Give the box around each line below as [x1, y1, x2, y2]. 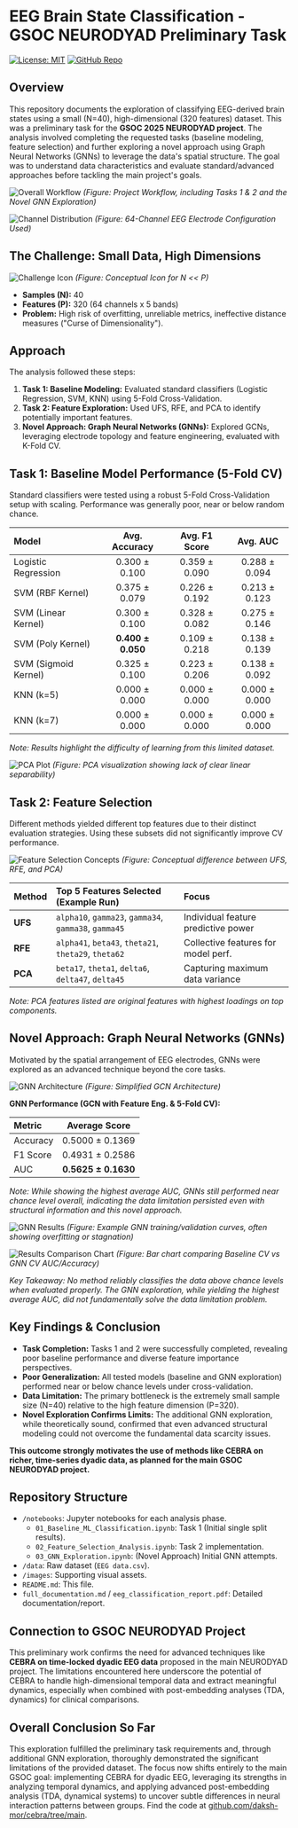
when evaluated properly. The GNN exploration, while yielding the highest [9, 1284, 279, 1295]
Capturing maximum [183, 962, 269, 974]
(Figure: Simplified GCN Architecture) [84, 1080, 222, 1092]
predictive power [183, 922, 255, 934]
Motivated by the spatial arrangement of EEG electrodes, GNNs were [9, 1054, 261, 1065]
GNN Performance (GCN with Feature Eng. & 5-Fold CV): [9, 1098, 221, 1109]
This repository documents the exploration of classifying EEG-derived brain [9, 104, 286, 114]
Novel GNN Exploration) [9, 196, 97, 207]
